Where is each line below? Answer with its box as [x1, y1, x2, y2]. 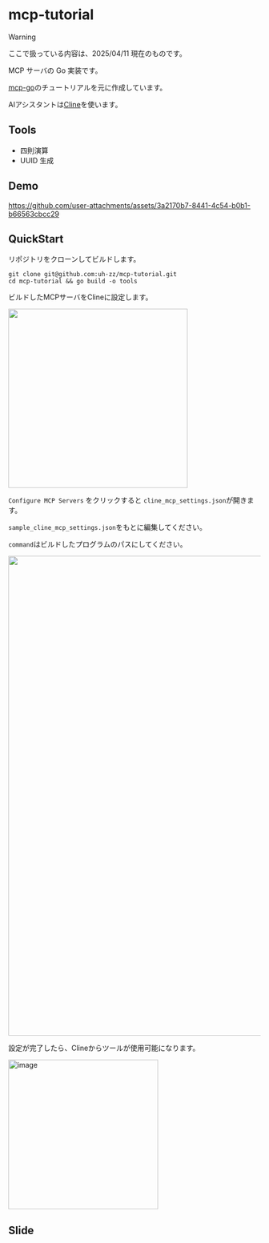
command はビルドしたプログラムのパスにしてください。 [8, 539, 187, 549]
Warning [8, 32, 36, 42]
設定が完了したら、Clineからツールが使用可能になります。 [8, 1043, 200, 1053]
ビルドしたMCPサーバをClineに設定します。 [8, 292, 153, 302]
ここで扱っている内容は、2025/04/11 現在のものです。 [8, 48, 187, 58]
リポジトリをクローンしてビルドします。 [8, 255, 141, 264]
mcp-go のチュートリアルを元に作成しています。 [8, 82, 167, 92]
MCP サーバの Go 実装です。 [8, 66, 102, 75]
